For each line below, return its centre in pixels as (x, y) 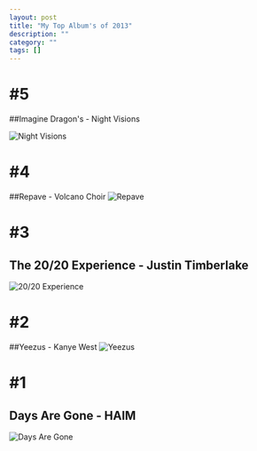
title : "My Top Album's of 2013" (71, 26)
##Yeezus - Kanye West (53, 346)
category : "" (33, 42)
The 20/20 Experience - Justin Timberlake (129, 265)
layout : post (33, 17)
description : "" (39, 34)
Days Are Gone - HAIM (73, 415)
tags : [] (25, 51)
